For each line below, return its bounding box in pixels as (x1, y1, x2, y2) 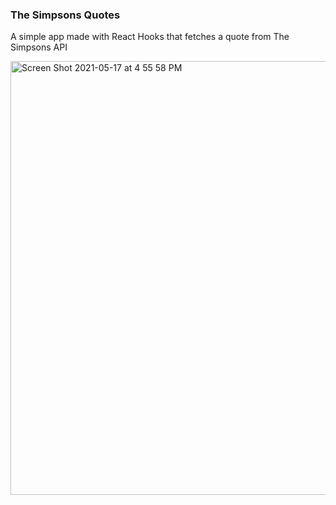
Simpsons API (10, 41, 68, 53)
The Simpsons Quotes (10, 8, 121, 22)
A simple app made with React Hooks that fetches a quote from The (10, 31, 290, 43)
